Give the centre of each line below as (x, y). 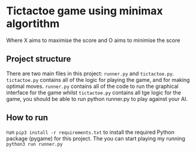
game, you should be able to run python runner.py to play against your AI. (97, 99)
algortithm (33, 24)
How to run (27, 118)
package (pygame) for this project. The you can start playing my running (96, 138)
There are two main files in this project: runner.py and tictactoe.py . (90, 74)
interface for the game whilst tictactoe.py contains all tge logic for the (94, 92)
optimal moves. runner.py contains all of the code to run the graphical (92, 86)
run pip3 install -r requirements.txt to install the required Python (91, 132)
